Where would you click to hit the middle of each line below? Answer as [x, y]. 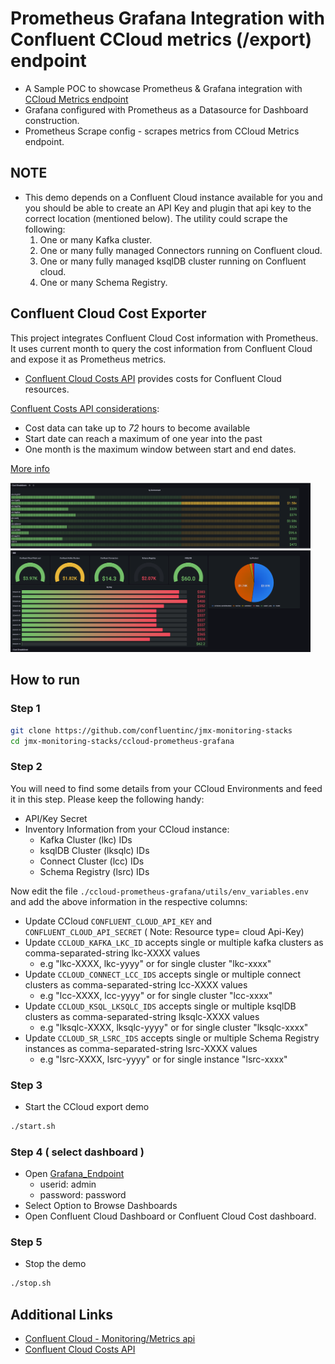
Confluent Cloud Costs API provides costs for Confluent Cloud [153, 378]
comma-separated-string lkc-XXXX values [112, 953]
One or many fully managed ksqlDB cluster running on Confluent [173, 261]
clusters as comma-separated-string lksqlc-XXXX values [142, 1016]
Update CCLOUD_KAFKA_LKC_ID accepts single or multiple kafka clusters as [174, 942]
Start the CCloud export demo [87, 1106]
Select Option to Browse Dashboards [101, 1206]
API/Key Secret [56, 818]
